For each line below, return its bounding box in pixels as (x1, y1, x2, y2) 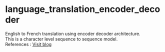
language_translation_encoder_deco (5, 3, 160, 15)
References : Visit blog (5, 41, 52, 47)
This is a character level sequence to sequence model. (5, 36, 118, 42)
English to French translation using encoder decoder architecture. (5, 30, 141, 36)
